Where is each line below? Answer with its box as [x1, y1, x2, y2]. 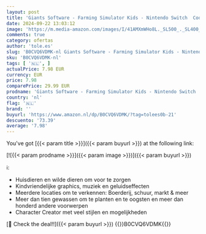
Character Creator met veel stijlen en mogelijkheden [15, 209, 147, 216]
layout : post [6, 9, 40, 15]
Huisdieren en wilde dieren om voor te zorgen [15, 176, 131, 184]
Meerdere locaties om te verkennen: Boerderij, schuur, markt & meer [15, 189, 189, 197]
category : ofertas [6, 37, 53, 43]
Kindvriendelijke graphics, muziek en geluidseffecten [15, 183, 150, 190]
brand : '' [6, 105, 32, 112]
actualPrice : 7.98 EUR [6, 66, 64, 72]
